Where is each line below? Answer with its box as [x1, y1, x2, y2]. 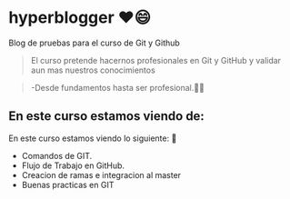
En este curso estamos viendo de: [8, 108, 205, 124]
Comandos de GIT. [21, 150, 93, 161]
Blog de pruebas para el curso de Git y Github [8, 37, 181, 48]
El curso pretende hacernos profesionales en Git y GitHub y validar [30, 55, 282, 65]
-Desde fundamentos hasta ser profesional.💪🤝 [30, 82, 205, 93]
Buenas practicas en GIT [21, 179, 115, 190]
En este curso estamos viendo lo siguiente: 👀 [8, 133, 177, 144]
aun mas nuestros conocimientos [30, 65, 155, 75]
